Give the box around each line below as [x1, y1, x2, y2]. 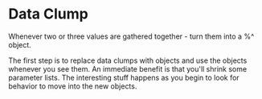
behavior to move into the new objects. [8, 81, 137, 91]
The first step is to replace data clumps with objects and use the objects [8, 56, 248, 65]
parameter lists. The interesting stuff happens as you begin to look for [8, 72, 239, 82]
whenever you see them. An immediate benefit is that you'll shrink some [8, 64, 248, 73]
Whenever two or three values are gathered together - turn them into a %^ [8, 31, 255, 41]
